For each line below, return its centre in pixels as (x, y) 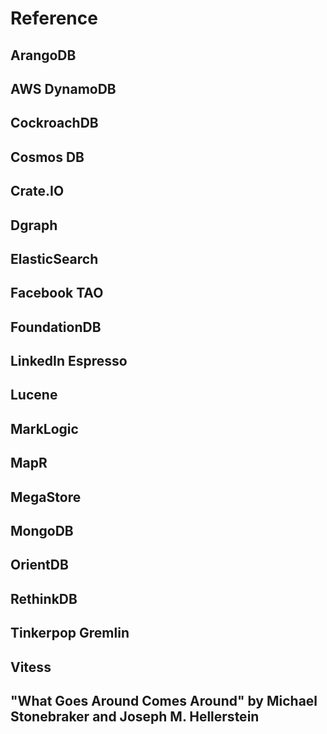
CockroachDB (54, 123)
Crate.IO (37, 191)
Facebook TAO (57, 293)
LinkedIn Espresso (69, 361)
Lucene (34, 395)
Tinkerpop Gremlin (70, 633)
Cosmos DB (47, 157)
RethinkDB (44, 598)
